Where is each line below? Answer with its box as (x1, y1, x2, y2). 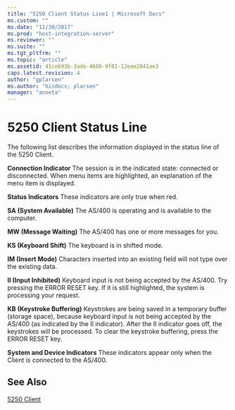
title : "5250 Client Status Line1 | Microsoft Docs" (7, 10, 165, 18)
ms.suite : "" (7, 43, 46, 50)
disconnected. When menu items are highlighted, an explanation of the (7, 171, 212, 180)
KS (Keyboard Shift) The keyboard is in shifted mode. (7, 241, 163, 250)
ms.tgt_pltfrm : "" (7, 50, 61, 57)
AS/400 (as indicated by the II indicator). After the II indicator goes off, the (7, 320, 222, 328)
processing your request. (7, 291, 80, 300)
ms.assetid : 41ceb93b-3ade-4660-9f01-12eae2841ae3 (7, 63, 159, 70)
